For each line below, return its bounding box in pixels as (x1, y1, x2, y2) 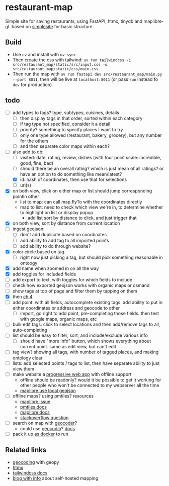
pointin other (12, 193, 39, 200)
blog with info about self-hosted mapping (12, 475, 99, 481)
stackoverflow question (20, 414, 69, 421)
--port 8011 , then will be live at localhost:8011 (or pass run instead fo (12, 76, 158, 82)
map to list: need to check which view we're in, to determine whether (20, 204, 163, 210)
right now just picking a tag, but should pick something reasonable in (20, 254, 163, 260)
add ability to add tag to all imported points (20, 237, 109, 243)
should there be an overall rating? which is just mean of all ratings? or (20, 165, 164, 172)
